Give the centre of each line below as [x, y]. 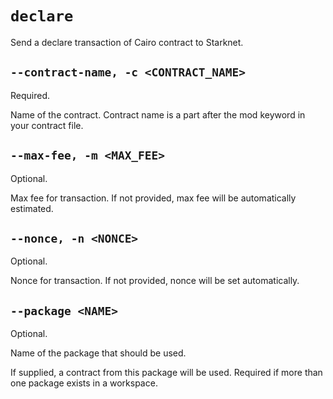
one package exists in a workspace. [84, 383]
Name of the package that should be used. [98, 353]
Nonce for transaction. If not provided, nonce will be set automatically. [155, 281]
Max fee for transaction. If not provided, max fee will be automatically [153, 198]
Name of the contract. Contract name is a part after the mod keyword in [158, 114]
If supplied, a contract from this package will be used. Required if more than [166, 373]
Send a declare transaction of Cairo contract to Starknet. [127, 42]
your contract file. [47, 125]
